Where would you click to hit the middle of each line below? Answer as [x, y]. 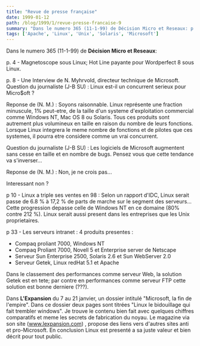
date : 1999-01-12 [28, 17]
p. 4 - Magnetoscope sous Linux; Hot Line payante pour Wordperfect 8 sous [100, 63]
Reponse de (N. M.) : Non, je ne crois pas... [59, 172]
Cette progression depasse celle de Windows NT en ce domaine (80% [93, 208]
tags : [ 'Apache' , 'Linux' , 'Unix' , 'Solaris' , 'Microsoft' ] [83, 34]
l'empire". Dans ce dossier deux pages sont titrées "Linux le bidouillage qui [98, 305]
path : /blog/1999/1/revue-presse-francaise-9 [64, 23]
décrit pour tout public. [34, 336]
